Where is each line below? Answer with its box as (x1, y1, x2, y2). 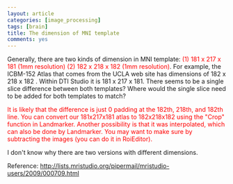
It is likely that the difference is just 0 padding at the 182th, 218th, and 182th (7, 106, 224, 114)
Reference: (7, 162, 39, 170)
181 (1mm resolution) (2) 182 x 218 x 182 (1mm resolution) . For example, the (7, 62, 221, 71)
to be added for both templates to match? (7, 92, 127, 101)
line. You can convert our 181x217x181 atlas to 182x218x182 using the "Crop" (7, 112, 225, 122)
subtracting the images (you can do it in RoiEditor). (7, 135, 153, 143)
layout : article (7, 10, 54, 17)
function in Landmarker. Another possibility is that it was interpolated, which (7, 120, 225, 128)
